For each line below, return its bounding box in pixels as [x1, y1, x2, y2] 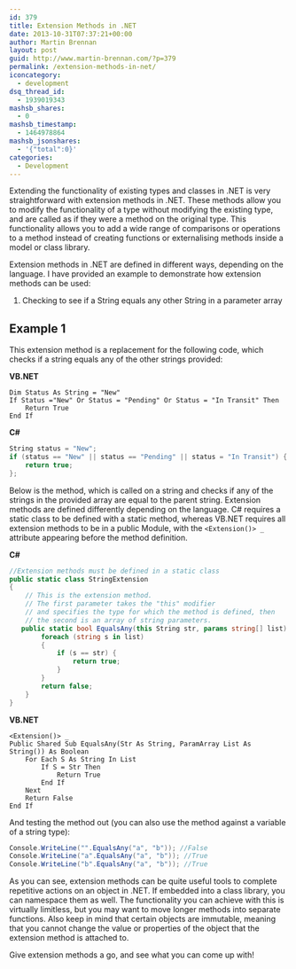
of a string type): [9, 826, 71, 837]
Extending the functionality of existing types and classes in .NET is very [9, 185, 271, 196]
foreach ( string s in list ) [41, 632, 144, 641]
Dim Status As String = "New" [9, 388, 121, 397]
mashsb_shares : [9, 104, 66, 113]
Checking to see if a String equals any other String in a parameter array [21, 295, 283, 306]
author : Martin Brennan [9, 37, 97, 47]
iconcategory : [9, 71, 62, 80]
